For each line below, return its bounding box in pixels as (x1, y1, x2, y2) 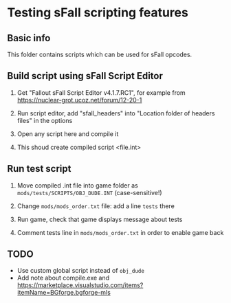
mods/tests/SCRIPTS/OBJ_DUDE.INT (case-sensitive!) (16, 188, 163, 197)
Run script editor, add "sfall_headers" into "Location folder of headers (16, 109, 215, 117)
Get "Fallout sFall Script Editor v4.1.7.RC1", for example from (16, 88, 186, 97)
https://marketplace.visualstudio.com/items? (16, 281, 144, 289)
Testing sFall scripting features (7, 5, 189, 21)
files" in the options (16, 116, 73, 124)
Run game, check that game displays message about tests (16, 215, 183, 223)
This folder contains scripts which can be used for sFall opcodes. (7, 50, 192, 58)
